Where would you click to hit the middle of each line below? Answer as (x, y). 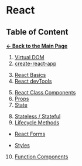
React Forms (30, 134)
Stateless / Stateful (37, 116)
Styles (22, 145)
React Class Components (45, 92)
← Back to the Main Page (37, 46)
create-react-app (35, 63)
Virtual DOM (29, 57)
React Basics (30, 75)
